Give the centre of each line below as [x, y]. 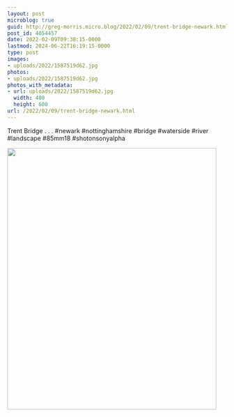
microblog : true [31, 20]
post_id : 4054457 [32, 33]
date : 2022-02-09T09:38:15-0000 [54, 40]
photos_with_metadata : [40, 85]
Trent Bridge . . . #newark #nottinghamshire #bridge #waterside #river [108, 130]
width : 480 [29, 98]
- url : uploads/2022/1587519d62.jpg [60, 91]
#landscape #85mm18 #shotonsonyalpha [66, 138]
